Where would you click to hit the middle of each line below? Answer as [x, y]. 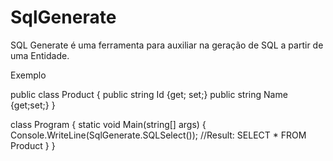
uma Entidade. [40, 55]
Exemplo [28, 75]
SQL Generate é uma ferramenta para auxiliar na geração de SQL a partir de [167, 45]
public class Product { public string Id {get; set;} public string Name [149, 94]
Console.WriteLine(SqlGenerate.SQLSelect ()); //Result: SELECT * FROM [158, 135]
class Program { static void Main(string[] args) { [108, 124]
